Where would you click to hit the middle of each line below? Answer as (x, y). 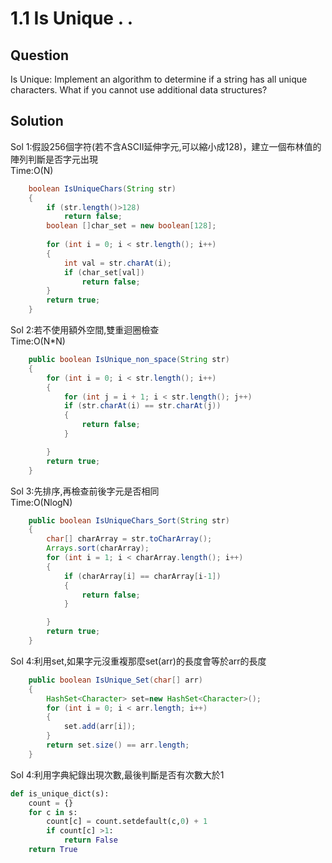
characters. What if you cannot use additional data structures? (139, 90)
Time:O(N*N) (38, 341)
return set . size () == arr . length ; (118, 745)
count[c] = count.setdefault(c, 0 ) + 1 (127, 822)
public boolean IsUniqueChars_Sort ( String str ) (129, 520)
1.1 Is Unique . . (72, 18)
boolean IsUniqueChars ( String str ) (102, 188)
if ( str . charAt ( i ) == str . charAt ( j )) (142, 406)
